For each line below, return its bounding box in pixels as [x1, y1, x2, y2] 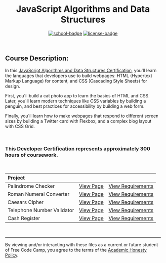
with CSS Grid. [5, 123, 35, 129]
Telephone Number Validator [7, 207, 74, 214]
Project [7, 175, 25, 181]
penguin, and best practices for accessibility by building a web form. [5, 103, 145, 109]
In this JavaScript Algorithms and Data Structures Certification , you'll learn [5, 67, 157, 73]
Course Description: [5, 54, 69, 63]
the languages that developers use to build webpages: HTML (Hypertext [5, 73, 152, 79]
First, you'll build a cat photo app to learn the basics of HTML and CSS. [5, 92, 150, 98]
